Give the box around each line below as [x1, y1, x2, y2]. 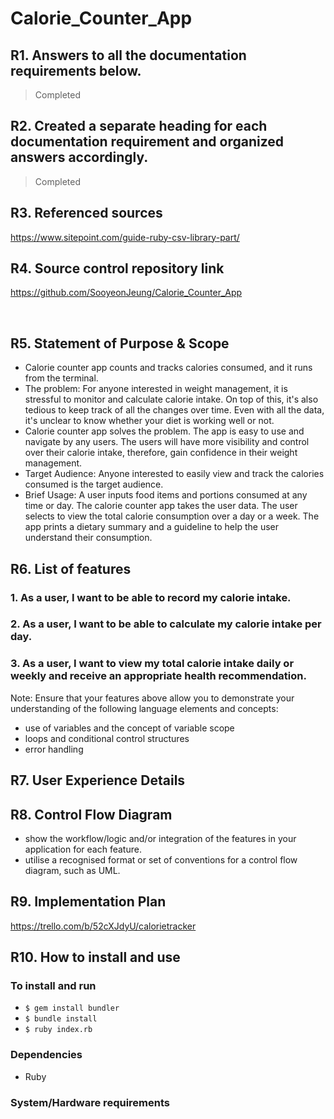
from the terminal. [24, 372, 99, 384]
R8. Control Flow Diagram [10, 806, 173, 823]
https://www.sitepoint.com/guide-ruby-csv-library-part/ [10, 231, 240, 243]
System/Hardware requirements [10, 1095, 170, 1109]
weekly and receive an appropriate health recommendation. [10, 669, 307, 683]
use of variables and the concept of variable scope [24, 722, 235, 734]
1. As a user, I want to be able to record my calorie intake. [10, 590, 292, 604]
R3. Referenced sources [10, 205, 163, 222]
